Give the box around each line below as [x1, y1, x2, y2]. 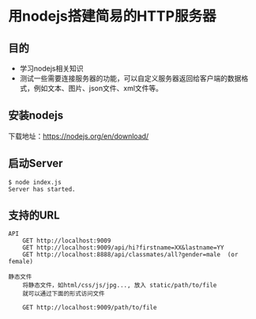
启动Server [8, 157, 63, 170]
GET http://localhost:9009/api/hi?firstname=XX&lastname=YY [22, 244, 224, 252]
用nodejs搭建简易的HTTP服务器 [8, 7, 216, 25]
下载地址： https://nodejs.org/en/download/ [8, 131, 149, 141]
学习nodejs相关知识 [19, 64, 84, 73]
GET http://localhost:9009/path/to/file [22, 304, 157, 312]
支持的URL [8, 209, 61, 222]
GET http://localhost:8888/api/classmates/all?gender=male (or [22, 251, 239, 259]
